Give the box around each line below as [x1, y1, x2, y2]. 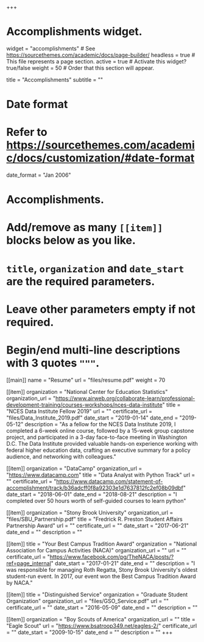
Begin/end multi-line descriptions [6, 343, 181, 357]
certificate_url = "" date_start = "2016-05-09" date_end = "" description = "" [6, 604, 198, 611]
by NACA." [6, 579, 33, 586]
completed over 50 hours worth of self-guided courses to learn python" [6, 497, 186, 504]
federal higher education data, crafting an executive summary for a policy [6, 446, 191, 454]
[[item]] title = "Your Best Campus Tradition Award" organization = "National [6, 540, 197, 547]
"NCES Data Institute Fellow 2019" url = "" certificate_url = [6, 407, 153, 415]
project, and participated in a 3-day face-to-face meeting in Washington [6, 433, 188, 441]
